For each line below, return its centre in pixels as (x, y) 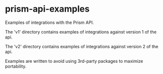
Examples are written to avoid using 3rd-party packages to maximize (74, 61)
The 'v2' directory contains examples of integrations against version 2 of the (82, 46)
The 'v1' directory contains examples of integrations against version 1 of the (81, 32)
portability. (16, 66)
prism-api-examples (47, 9)
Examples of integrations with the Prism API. (49, 22)
